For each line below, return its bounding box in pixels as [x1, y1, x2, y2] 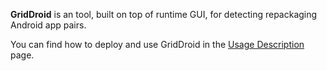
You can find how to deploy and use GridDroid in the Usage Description [10, 39, 305, 50]
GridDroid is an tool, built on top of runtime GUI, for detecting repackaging [10, 9, 318, 20]
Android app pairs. [10, 19, 87, 31]
